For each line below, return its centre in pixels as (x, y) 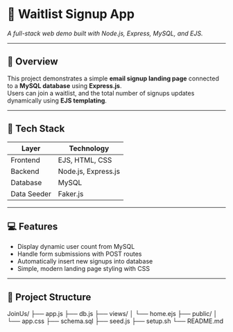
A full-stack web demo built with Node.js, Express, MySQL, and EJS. (105, 33)
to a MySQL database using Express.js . (65, 85)
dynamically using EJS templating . (57, 101)
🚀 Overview (33, 62)
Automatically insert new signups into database (85, 261)
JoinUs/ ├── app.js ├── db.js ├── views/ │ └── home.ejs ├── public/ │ (112, 314)
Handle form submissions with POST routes (79, 254)
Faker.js (71, 193)
